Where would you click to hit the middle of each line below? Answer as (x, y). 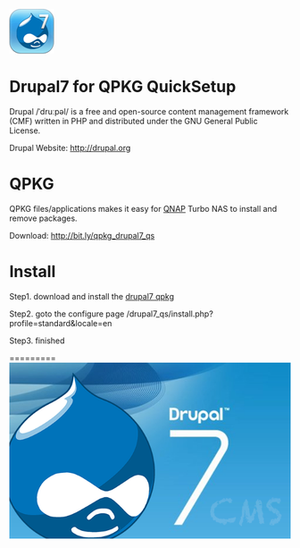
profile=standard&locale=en (61, 323)
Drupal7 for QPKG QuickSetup (123, 87)
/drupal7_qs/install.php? (170, 314)
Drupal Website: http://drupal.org (70, 148)
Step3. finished (37, 341)
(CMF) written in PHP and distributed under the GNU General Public (133, 121)
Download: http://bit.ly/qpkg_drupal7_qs (82, 235)
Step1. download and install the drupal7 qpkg (92, 296)
